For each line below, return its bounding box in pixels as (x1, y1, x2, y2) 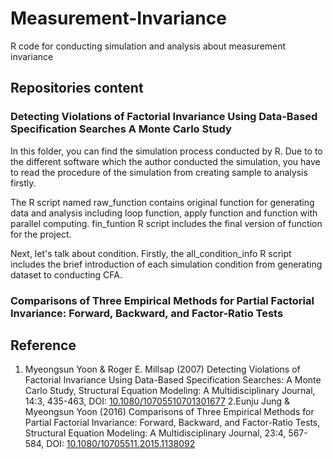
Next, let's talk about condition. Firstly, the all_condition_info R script (10, 247, 292, 259)
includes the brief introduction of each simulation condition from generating (10, 258, 323, 270)
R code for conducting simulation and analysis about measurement (10, 40, 287, 52)
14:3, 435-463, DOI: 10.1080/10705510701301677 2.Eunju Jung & (24, 395, 290, 407)
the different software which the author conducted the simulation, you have (10, 155, 321, 167)
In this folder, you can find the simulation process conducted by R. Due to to (10, 145, 323, 157)
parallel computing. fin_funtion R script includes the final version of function (10, 217, 323, 229)
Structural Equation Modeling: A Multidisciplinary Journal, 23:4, (24, 427, 287, 439)
